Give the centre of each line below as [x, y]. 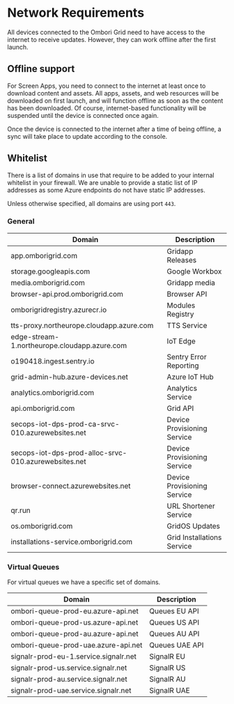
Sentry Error [187, 357]
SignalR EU [167, 657]
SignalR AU [167, 680]
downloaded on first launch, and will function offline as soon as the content [115, 100]
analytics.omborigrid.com [53, 392]
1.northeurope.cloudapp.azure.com [69, 345]
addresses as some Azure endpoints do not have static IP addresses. [106, 190]
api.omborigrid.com [43, 408]
